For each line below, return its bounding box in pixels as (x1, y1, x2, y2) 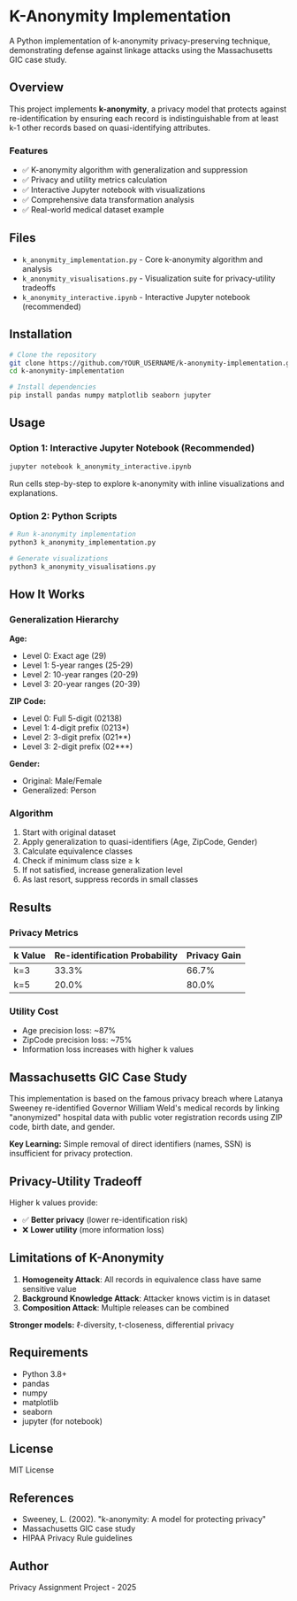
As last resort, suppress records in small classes (21, 874, 199, 885)
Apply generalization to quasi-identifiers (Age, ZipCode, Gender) (21, 837, 258, 847)
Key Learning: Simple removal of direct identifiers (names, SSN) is (9, 1139, 252, 1149)
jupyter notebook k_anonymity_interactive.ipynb (9, 462, 192, 471)
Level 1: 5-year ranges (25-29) (21, 660, 133, 670)
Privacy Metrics (9, 926, 79, 939)
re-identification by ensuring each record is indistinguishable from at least (9, 112, 278, 123)
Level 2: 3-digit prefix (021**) (21, 732, 132, 743)
